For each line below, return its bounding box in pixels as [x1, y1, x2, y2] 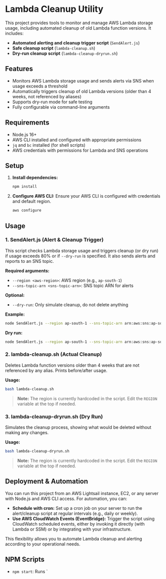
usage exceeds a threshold [12, 83, 68, 89]
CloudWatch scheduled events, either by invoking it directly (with [12, 521, 145, 527]
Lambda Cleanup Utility [5, 3, 104, 15]
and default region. [12, 199, 51, 205]
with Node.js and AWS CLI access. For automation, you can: [5, 496, 127, 501]
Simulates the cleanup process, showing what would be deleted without [5, 424, 152, 430]
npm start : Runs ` [12, 568, 48, 574]
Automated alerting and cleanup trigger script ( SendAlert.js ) [12, 40, 140, 45]
